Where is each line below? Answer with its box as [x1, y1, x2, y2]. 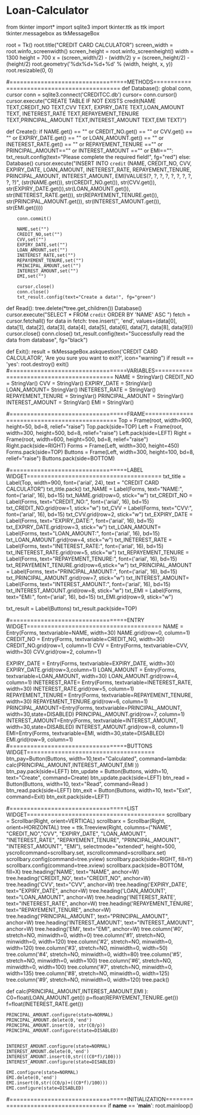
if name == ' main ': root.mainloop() [107, 1102, 193, 1109]
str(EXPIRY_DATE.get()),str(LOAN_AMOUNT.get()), [6, 185, 131, 192]
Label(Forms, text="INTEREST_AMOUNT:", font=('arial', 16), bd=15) [6, 580, 171, 587]
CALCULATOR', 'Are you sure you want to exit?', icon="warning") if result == [6, 354, 194, 362]
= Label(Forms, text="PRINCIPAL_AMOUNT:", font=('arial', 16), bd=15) [6, 568, 178, 575]
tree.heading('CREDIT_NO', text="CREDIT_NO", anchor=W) [6, 874, 151, 881]
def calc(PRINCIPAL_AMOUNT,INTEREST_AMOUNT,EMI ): [6, 987, 149, 995]
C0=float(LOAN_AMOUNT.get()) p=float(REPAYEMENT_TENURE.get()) [6, 994, 179, 1001]
